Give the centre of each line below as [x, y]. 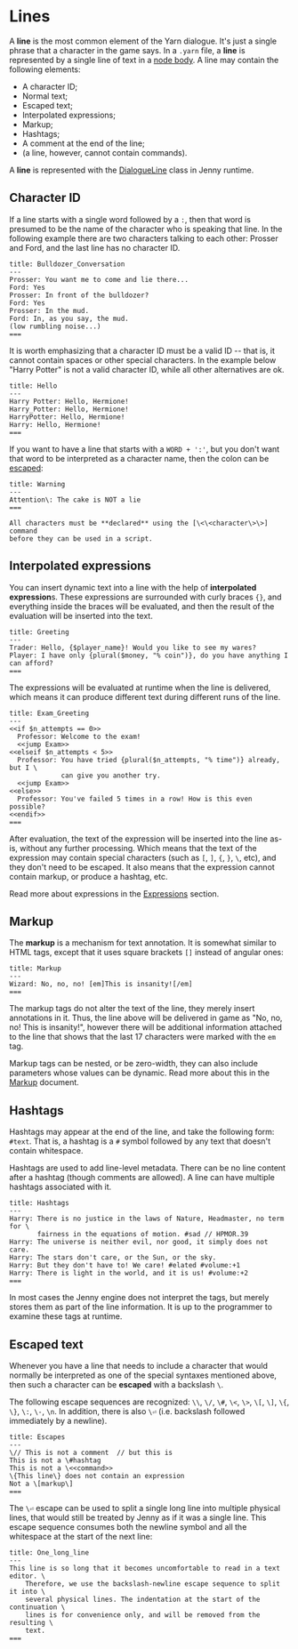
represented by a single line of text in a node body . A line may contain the [144, 60]
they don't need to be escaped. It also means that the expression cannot [142, 867]
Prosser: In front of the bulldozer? [79, 295]
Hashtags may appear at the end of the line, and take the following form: [142, 1132]
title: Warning [37, 484]
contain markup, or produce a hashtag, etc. [89, 876]
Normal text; [45, 96]
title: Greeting [39, 632]
